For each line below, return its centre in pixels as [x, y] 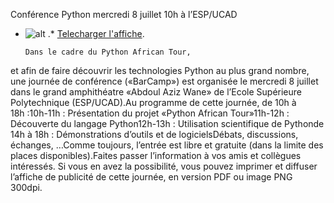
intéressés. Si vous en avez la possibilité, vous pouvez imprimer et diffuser [164, 166]
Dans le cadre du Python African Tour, [108, 52]
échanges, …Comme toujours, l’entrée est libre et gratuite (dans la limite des [167, 145]
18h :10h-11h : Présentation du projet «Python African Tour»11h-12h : [150, 113]
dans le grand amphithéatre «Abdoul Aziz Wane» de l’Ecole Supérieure [156, 92]
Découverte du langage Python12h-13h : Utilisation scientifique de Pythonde [167, 123]
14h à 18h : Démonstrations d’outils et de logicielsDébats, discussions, [154, 134]
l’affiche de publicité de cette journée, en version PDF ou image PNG [151, 177]
